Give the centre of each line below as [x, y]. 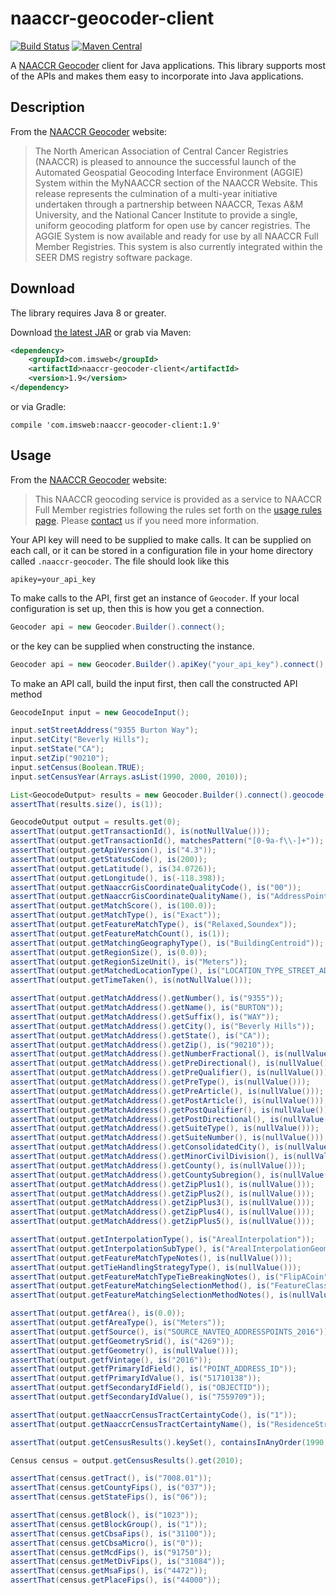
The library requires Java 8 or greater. [88, 313]
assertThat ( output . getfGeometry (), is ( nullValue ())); [125, 1350]
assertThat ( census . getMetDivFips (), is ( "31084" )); [118, 1562]
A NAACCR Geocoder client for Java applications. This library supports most [168, 65]
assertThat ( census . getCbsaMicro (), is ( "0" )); [106, 1543]
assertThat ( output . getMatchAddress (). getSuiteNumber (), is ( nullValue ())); [169, 1138]
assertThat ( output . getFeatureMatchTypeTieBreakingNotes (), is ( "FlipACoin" [169, 1277]
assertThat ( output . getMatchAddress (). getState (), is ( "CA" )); [140, 1035]
